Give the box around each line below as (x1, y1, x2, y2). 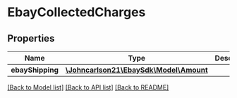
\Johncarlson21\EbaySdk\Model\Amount (65, 65, 208, 75)
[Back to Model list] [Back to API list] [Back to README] (7, 83, 169, 92)
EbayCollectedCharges (7, 4, 146, 20)
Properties (7, 32, 55, 44)
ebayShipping (11, 65, 59, 75)
